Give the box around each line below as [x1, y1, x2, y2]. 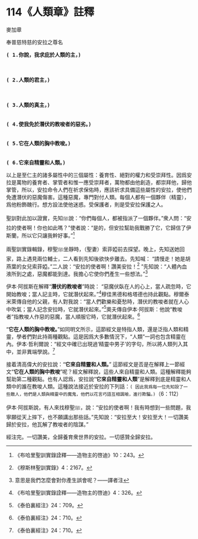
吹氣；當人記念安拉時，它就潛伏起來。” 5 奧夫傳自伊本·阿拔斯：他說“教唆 [11, 305, 183, 313]
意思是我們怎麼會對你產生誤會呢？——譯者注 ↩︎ [14, 476, 130, 484]
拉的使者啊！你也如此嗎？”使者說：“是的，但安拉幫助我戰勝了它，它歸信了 [6, 224, 187, 231]
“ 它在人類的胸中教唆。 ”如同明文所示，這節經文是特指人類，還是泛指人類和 [6, 325, 184, 332]
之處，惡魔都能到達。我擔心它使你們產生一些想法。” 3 [21, 269, 148, 277]
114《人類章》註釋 [6, 5, 95, 19]
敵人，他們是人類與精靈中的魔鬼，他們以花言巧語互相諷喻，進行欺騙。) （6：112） [10, 390, 182, 397]
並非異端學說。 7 [16, 347, 55, 355]
